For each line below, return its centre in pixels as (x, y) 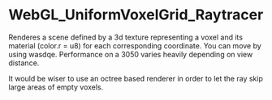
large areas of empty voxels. (56, 87)
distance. (24, 63)
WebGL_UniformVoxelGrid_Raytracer (136, 15)
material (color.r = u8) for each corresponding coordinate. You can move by (135, 45)
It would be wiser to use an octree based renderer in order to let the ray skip (136, 78)
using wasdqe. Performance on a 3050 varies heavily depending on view (131, 54)
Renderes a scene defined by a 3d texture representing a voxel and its (126, 37)
